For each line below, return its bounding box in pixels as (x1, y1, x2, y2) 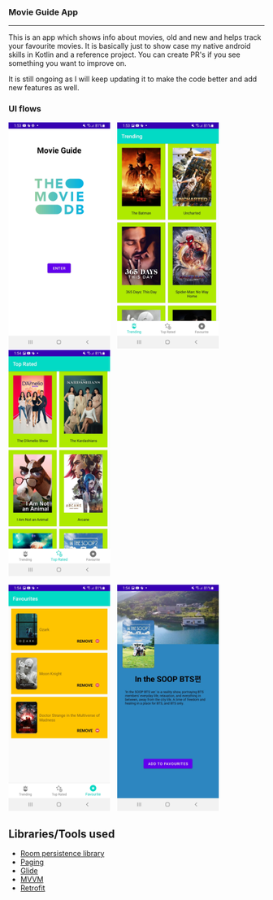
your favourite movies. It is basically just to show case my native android (8, 41, 251, 51)
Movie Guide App (8, 7, 79, 18)
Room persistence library (19, 849, 105, 859)
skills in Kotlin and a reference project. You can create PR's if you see (8, 50, 241, 59)
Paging (19, 857, 45, 867)
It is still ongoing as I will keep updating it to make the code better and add (8, 74, 258, 84)
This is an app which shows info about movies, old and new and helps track (8, 33, 262, 42)
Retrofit (19, 883, 45, 893)
